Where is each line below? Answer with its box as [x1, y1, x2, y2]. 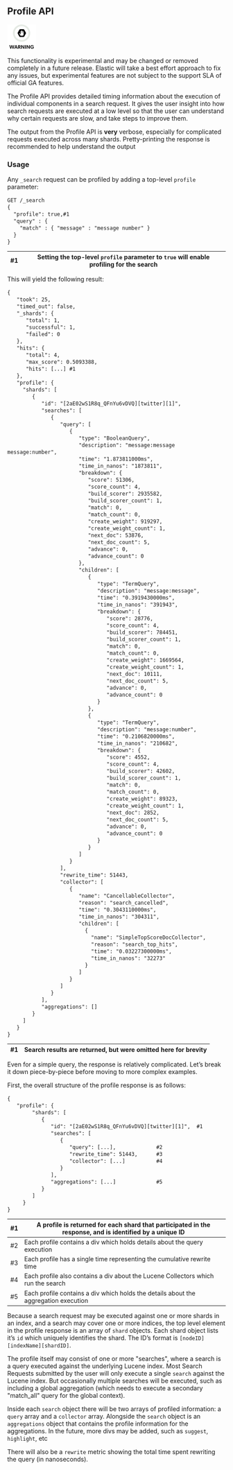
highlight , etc [7, 1435, 49, 1443]
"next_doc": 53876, [87, 532, 144, 539]
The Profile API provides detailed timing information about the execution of [7, 92, 221, 100]
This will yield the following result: [7, 275, 104, 284]
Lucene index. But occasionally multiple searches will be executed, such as [7, 1376, 223, 1385]
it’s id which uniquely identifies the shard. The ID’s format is [7, 1334, 178, 1342]
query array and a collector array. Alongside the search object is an [7, 1412, 201, 1421]
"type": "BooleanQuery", [78, 435, 150, 442]
